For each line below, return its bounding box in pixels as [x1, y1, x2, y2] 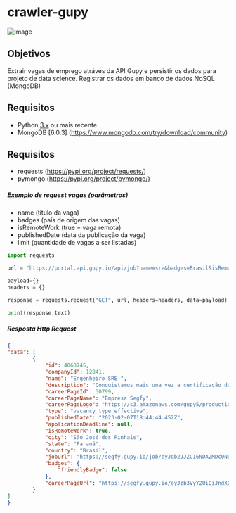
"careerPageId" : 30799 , [44, 388, 114, 395]
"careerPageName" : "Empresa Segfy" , [44, 395, 152, 402]
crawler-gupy [7, 4, 89, 20]
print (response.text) [7, 309, 71, 317]
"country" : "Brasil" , [44, 447, 109, 454]
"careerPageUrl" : [44, 479, 96, 486]
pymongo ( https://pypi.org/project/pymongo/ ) [17, 175, 151, 183]
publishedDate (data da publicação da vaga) [17, 231, 146, 239]
